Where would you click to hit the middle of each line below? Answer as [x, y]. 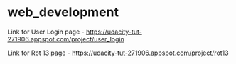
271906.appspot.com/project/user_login [66, 39]
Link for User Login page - [46, 32]
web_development [63, 12]
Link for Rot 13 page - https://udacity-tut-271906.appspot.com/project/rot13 [118, 53]
